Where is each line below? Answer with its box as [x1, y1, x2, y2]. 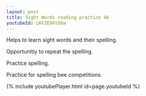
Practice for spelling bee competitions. [6, 71, 103, 79]
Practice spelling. [6, 59, 49, 67]
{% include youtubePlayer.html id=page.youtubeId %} [6, 83, 141, 90]
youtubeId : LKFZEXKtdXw [6, 20, 66, 26]
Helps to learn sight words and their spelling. [6, 37, 118, 44]
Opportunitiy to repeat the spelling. [6, 48, 94, 55]
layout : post [6, 8, 39, 15]
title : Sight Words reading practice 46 [6, 14, 110, 20]
